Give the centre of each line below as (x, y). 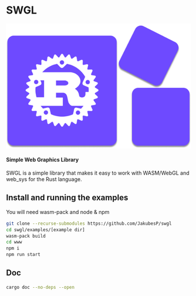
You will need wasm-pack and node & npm (58, 212)
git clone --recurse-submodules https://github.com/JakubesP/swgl (89, 223)
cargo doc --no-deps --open (40, 287)
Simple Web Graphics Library (43, 160)
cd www (14, 242)
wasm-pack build (26, 236)
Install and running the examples (67, 198)
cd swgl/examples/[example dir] (45, 230)
